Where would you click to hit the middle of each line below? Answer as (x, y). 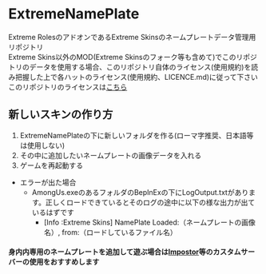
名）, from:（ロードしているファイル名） (110, 232)
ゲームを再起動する (52, 165)
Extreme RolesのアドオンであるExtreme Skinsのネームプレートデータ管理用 (132, 37)
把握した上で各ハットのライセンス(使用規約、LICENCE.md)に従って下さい (136, 77)
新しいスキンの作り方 (61, 115)
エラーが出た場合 (48, 182)
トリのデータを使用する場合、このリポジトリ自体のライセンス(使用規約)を (130, 67)
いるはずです (53, 212)
